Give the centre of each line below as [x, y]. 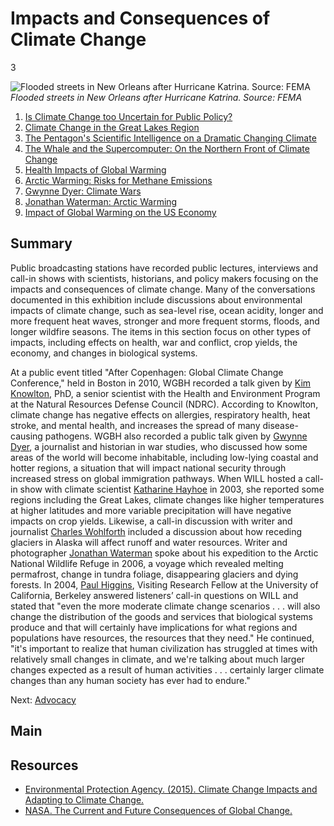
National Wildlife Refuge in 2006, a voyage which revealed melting [147, 563]
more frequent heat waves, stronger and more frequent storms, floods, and [165, 321]
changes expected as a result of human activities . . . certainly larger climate [167, 669]
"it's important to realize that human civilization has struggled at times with [164, 648]
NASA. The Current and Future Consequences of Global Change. [158, 810]
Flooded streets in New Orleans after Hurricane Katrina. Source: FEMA [156, 97]
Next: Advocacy [43, 699]
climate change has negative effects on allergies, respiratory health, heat [160, 414]
